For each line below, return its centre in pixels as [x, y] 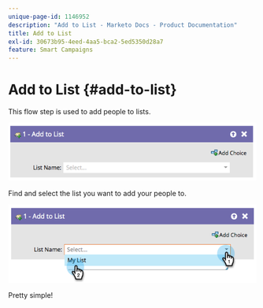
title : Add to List [40, 33]
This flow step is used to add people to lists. [80, 112]
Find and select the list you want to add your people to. [97, 193]
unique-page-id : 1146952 [49, 17]
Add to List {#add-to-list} [93, 90]
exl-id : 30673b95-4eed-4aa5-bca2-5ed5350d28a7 [86, 42]
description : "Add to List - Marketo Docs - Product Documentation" [123, 25]
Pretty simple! [31, 295]
